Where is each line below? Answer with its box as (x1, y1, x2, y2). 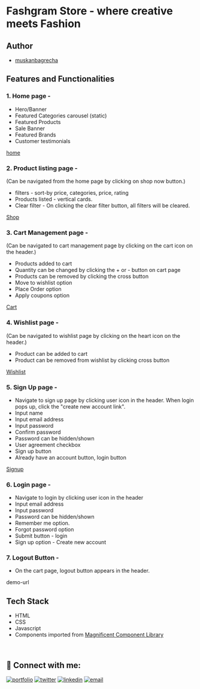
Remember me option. (14, 519, 70, 527)
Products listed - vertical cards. (14, 195, 93, 203)
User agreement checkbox (14, 441, 81, 448)
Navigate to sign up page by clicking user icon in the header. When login (14, 397, 194, 404)
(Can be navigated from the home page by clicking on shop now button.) (6, 177, 186, 185)
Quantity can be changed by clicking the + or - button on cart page (14, 267, 181, 274)
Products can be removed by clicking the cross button (14, 273, 149, 280)
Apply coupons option (14, 292, 70, 299)
